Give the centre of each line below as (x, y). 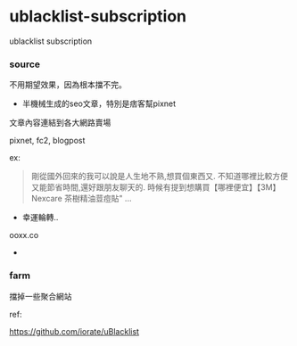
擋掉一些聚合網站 (41, 296)
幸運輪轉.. (40, 218)
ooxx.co (24, 235)
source (25, 64)
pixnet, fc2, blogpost (47, 141)
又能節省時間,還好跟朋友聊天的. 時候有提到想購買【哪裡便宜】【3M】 (156, 187)
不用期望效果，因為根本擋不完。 (68, 85)
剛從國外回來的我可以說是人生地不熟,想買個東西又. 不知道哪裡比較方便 (159, 177)
